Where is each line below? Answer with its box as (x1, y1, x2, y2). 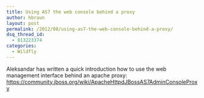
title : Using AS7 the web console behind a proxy (6, 9, 136, 15)
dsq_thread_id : (6, 32, 45, 38)
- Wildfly (12, 49, 37, 55)
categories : (6, 43, 37, 49)
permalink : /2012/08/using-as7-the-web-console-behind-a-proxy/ (6, 26, 173, 32)
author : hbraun (6, 15, 45, 21)
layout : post (6, 20, 40, 26)
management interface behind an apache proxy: (6, 71, 128, 79)
